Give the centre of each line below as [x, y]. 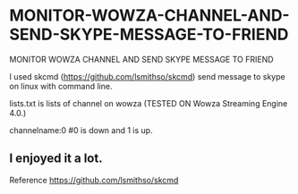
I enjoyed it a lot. [56, 159]
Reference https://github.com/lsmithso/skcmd [94, 180]
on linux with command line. [61, 86]
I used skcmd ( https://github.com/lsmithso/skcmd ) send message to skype [147, 76]
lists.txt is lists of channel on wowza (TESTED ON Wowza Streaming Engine [149, 103]
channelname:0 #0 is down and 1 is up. [81, 130]
